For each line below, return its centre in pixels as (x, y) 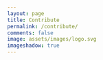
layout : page (26, 13)
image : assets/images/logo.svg (52, 39)
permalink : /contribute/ (43, 26)
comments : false (30, 33)
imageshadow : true (33, 46)
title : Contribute (33, 20)
